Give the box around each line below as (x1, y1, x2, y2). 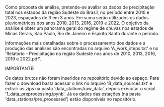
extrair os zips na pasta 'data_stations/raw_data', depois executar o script (5, 86, 156, 91)
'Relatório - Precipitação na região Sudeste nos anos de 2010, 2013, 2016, (5, 51, 157, 56)
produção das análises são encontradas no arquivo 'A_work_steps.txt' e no (5, 46, 159, 51)
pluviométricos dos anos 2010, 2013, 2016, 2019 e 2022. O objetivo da (5, 20, 149, 26)
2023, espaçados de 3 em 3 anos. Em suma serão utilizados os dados (5, 15, 149, 20)
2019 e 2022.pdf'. (5, 56, 41, 61)
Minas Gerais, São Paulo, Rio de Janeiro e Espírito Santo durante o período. (5, 31, 160, 36)
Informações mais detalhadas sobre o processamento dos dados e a (5, 40, 146, 46)
